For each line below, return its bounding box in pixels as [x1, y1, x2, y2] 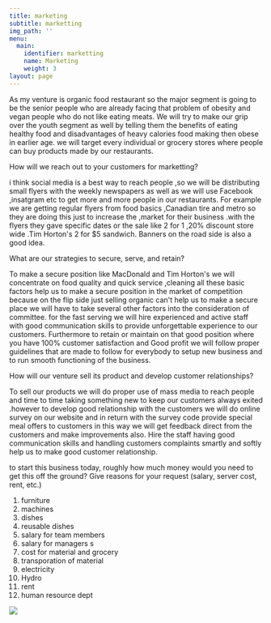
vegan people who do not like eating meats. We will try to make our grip [9, 111, 248, 122]
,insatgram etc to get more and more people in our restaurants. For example [9, 194, 262, 204]
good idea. [9, 237, 45, 247]
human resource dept [20, 590, 93, 600]
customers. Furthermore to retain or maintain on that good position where [9, 329, 255, 339]
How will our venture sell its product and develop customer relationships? [9, 370, 254, 381]
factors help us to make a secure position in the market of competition [9, 286, 243, 296]
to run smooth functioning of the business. [9, 355, 151, 365]
